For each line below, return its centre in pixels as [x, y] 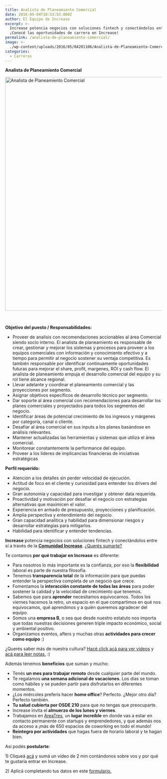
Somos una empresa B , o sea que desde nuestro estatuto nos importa [84, 618]
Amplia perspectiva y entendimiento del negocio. [62, 515]
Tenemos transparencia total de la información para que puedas [79, 576]
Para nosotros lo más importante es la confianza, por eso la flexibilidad [85, 565]
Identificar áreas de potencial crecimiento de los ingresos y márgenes [84, 417]
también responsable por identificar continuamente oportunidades [80, 363]
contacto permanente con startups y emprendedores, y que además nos [87, 721]
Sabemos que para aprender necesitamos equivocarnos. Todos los [81, 597]
